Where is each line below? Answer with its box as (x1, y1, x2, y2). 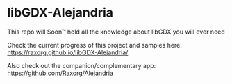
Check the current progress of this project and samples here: (7, 41, 182, 49)
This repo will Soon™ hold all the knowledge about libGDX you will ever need (7, 28, 226, 36)
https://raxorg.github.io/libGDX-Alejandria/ (7, 48, 129, 56)
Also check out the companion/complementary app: (7, 61, 156, 70)
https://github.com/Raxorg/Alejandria (7, 69, 113, 77)
